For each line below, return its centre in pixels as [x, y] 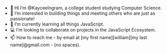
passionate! [22, 19]
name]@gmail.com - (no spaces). [45, 45]
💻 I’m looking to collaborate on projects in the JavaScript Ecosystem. [83, 30]
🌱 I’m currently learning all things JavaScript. [57, 24]
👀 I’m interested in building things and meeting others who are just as [82, 13]
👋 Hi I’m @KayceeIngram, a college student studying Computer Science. [86, 8]
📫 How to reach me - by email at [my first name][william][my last [78, 37]
